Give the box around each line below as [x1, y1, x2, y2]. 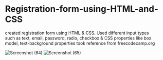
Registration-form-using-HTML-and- [5, 3, 159, 15]
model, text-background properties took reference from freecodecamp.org [5, 40, 155, 46]
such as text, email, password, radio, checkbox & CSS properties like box [5, 35, 152, 41]
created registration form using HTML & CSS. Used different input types [5, 30, 149, 36]
